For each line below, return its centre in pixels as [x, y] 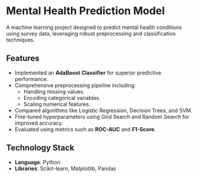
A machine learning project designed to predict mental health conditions [94, 27]
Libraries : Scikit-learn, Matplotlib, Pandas [65, 168]
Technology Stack [40, 148]
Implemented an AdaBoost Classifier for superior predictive [88, 73]
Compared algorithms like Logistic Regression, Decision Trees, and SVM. [103, 110]
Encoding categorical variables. [62, 98]
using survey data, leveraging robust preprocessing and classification [91, 33]
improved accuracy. [39, 123]
